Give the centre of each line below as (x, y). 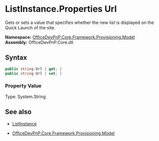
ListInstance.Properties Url (61, 9)
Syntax (16, 58)
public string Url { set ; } (34, 73)
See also (18, 112)
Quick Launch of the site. (30, 27)
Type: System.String (26, 97)
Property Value (23, 86)
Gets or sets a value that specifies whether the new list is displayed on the (80, 22)
